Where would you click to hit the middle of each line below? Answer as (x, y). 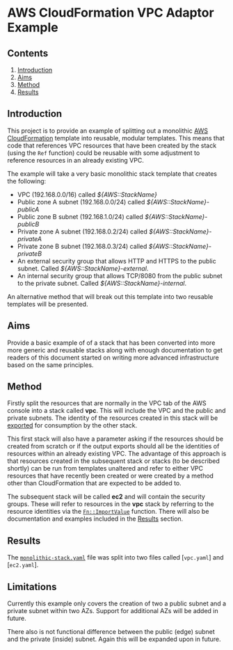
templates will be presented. (48, 304)
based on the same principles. (50, 365)
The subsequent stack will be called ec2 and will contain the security (106, 497)
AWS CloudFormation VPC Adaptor (111, 13)
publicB (28, 224)
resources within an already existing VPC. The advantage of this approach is (117, 454)
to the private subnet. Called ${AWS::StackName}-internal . (102, 283)
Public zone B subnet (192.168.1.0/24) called (80, 216)
